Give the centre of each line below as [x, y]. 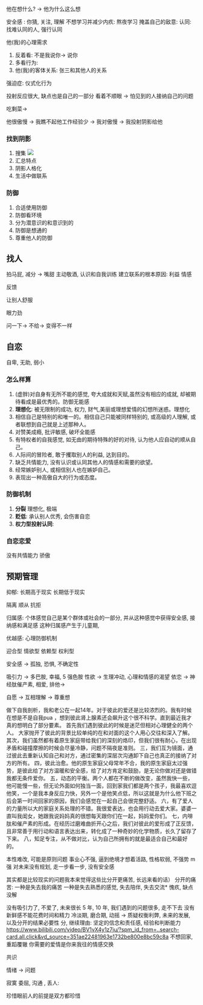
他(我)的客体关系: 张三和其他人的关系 [61, 70]
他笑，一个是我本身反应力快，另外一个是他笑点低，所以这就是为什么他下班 [99, 793]
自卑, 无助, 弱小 [25, 363]
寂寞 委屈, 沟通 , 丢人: [33, 983]
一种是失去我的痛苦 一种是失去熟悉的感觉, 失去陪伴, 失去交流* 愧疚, [98, 887]
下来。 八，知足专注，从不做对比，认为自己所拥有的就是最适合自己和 [92, 839]
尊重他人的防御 [34, 237]
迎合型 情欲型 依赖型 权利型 [40, 651]
